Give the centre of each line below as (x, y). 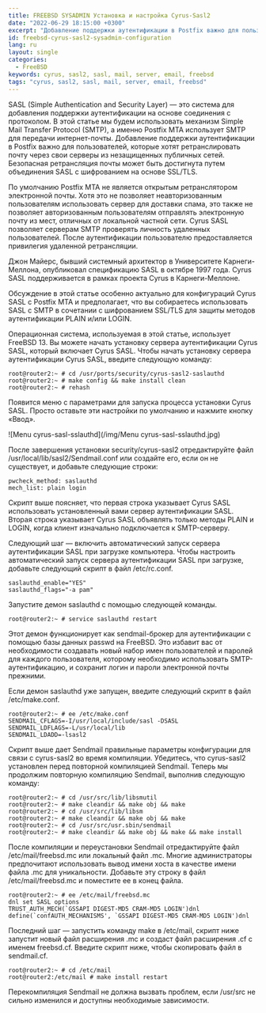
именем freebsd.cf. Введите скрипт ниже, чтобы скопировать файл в (125, 947)
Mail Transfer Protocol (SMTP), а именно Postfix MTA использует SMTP (127, 129)
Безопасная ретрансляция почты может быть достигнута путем (117, 163)
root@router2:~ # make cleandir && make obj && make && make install (125, 832)
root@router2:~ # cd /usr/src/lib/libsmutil (83, 797)
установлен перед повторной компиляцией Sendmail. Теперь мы (118, 766)
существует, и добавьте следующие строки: (83, 466)
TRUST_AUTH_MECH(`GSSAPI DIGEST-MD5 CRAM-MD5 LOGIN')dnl (104, 909)
